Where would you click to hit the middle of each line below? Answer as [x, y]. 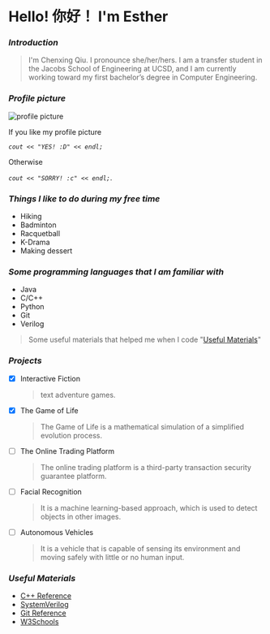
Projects [25, 360]
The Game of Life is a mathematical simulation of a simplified [142, 426]
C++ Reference [46, 596]
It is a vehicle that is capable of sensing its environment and [140, 548]
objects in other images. [81, 516]
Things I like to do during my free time [84, 198]
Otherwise [26, 162]
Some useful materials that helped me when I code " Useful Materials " [145, 340]
